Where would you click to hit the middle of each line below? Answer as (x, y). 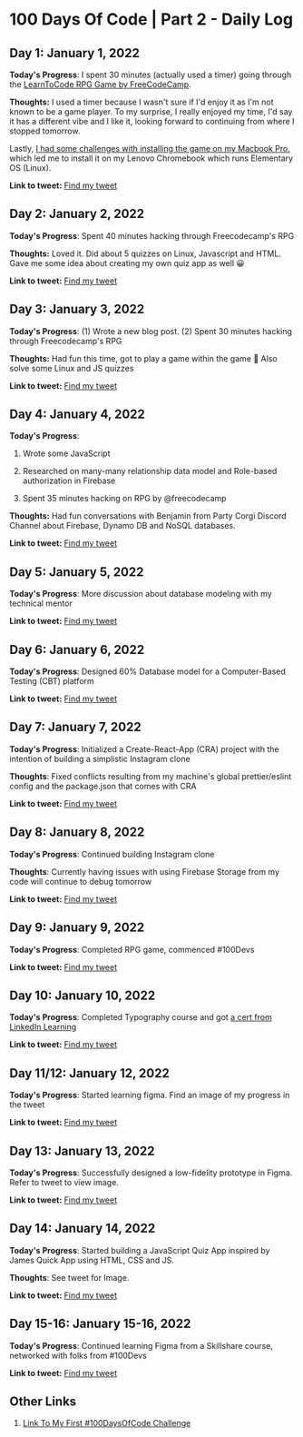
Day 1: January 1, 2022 (75, 53)
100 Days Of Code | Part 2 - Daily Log (151, 20)
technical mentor (41, 603)
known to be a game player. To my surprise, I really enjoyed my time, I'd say (151, 112)
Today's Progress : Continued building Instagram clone (112, 854)
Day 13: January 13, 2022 (82, 1150)
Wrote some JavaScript (66, 453)
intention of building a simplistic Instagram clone (100, 758)
